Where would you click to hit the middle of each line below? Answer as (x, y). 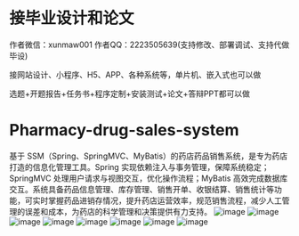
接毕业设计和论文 (72, 18)
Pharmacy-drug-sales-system (124, 130)
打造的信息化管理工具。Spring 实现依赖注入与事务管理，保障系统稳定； (139, 167)
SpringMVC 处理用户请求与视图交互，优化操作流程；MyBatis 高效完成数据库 (149, 178)
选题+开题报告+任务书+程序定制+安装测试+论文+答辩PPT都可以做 (130, 94)
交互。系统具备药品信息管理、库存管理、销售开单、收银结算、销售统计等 (141, 189)
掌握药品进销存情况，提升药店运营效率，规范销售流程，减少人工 (165, 200)
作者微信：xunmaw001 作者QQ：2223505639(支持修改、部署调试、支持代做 (149, 45)
